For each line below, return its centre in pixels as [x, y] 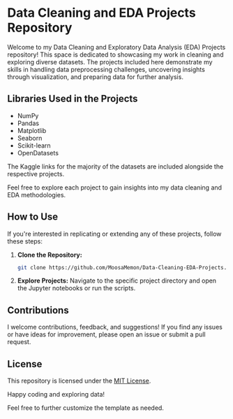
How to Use [33, 217]
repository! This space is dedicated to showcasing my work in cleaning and [115, 55]
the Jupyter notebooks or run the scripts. [76, 288]
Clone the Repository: [50, 255]
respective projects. [36, 173]
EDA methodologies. [37, 194]
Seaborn [30, 138]
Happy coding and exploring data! [56, 395]
